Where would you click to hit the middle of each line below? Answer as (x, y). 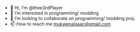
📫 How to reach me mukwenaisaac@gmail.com (60, 24)
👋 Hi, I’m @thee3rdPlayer (36, 8)
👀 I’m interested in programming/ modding (54, 13)
